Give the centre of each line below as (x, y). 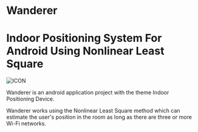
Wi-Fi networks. (26, 124)
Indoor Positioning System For (84, 38)
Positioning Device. (30, 99)
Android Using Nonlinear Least (86, 51)
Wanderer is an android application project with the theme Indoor (88, 93)
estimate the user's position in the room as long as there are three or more (99, 117)
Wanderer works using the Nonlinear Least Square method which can (93, 111)
